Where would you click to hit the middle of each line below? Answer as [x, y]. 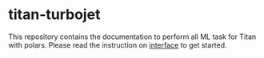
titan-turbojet [54, 15]
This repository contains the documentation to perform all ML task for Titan [132, 37]
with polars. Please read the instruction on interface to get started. [118, 44]
